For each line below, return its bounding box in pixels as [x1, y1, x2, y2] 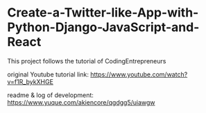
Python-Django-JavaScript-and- [7, 19, 200, 35]
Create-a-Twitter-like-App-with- [7, 5, 199, 21]
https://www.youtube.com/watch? [89, 70, 188, 79]
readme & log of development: [7, 91, 94, 99]
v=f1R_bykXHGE [7, 77, 54, 85]
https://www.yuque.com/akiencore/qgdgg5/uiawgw [7, 98, 155, 106]
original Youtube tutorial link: [7, 70, 89, 79]
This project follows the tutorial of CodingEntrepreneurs [7, 56, 166, 65]
